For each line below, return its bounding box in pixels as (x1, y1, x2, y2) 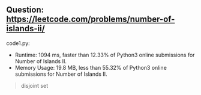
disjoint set (20, 82, 49, 89)
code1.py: (6, 39, 30, 47)
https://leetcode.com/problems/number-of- (6, 14, 175, 25)
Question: (6, 5, 44, 15)
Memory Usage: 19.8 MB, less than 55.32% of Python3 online (14, 64, 167, 71)
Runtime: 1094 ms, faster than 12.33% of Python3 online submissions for (14, 51, 195, 58)
